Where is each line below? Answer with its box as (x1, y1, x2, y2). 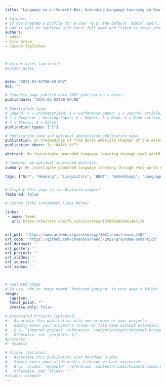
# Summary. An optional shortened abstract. (5, 161, 98, 166)
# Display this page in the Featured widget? (5, 187, 100, 192)
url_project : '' (5, 251, 39, 256)
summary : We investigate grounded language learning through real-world (5, 165, 158, 170)
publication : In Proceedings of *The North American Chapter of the (5, 138, 149, 143)
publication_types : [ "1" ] (5, 125, 58, 129)
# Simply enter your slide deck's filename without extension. (5, 359, 142, 364)
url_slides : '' (5, 255, 37, 260)
